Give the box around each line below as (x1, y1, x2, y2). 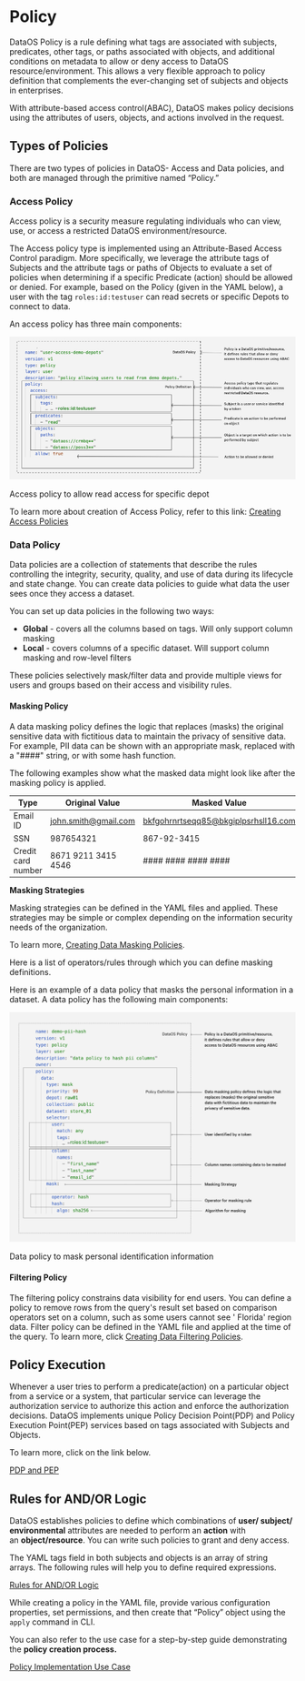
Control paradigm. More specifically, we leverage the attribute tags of (9, 253, 270, 264)
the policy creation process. (9, 1644, 118, 1655)
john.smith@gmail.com (49, 815, 136, 826)
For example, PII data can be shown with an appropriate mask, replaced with (9, 740, 296, 751)
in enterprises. (9, 85, 64, 96)
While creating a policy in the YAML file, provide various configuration (9, 1597, 271, 1608)
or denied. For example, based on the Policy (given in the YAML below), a (9, 282, 284, 293)
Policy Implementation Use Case (9, 1662, 132, 1673)
